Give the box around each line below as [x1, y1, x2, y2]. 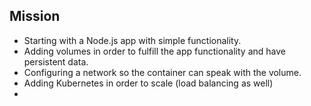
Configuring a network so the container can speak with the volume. [23, 66, 302, 78]
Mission [9, 8, 61, 25]
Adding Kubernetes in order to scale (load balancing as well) [23, 77, 274, 89]
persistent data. [23, 55, 89, 68]
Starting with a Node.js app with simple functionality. [23, 34, 242, 46]
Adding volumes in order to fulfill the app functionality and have [23, 45, 286, 57]
